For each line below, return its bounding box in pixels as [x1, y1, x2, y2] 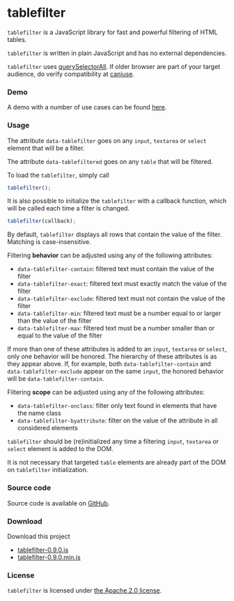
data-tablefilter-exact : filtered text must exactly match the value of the [17, 280, 227, 288]
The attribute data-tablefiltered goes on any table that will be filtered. [7, 157, 214, 165]
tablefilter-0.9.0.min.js [17, 553, 81, 561]
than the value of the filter [17, 317, 92, 325]
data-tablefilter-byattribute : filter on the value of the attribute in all [17, 416, 218, 425]
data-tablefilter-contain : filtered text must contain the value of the [17, 265, 214, 273]
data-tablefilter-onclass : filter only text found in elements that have [17, 402, 217, 410]
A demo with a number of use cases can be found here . [7, 103, 167, 112]
